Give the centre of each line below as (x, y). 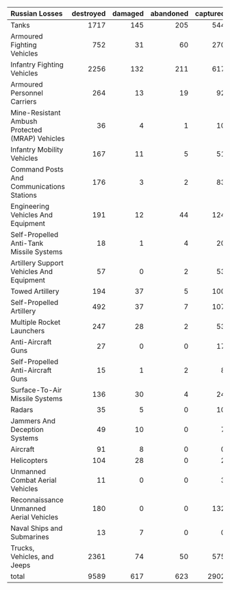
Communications (38, 186)
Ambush (24, 121)
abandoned (169, 13)
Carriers (24, 101)
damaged (128, 13)
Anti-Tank (27, 243)
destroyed (89, 13)
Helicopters (29, 461)
